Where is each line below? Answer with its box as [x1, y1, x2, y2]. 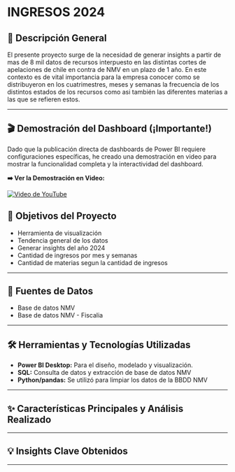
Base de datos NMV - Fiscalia [17, 311, 104, 320]
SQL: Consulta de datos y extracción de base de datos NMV [17, 369, 192, 377]
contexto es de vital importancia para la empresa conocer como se [7, 73, 201, 81]
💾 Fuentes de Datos [7, 285, 93, 297]
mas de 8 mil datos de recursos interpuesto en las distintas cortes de [7, 58, 206, 66]
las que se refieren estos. [7, 95, 80, 103]
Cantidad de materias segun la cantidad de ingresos [17, 258, 168, 266]
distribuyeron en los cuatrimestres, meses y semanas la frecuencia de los [7, 80, 220, 88]
